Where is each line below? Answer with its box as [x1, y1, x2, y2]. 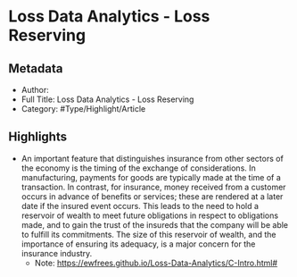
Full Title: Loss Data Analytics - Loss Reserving [21, 94, 194, 105]
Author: [21, 85, 50, 95]
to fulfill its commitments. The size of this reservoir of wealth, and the [21, 229, 276, 239]
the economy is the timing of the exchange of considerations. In [21, 163, 256, 173]
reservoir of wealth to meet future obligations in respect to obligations [21, 210, 278, 221]
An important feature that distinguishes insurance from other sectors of [21, 153, 285, 164]
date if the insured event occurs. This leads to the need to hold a [21, 200, 260, 211]
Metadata [8, 61, 63, 76]
